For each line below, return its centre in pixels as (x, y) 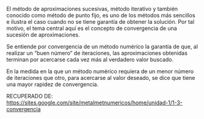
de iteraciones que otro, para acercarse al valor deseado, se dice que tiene (101, 78)
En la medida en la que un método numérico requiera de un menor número (100, 71)
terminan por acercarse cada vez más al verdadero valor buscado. (90, 60)
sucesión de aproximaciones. (43, 35)
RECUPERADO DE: (30, 96)
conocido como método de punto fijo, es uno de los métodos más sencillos (101, 15)
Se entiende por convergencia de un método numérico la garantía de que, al (102, 46)
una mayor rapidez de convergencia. (53, 84)
